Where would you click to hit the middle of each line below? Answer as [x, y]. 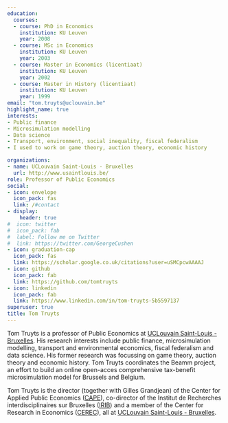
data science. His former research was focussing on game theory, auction [112, 355]
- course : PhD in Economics [54, 26]
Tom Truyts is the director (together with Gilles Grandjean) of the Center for [114, 390]
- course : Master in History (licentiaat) [75, 84]
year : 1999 [35, 97]
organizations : [29, 160]
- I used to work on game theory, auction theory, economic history [107, 148]
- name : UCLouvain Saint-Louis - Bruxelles [70, 166]
